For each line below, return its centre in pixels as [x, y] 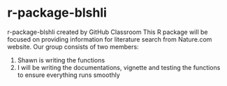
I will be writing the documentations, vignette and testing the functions [119, 67]
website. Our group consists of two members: [73, 46]
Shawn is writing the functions [61, 60]
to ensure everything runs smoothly [68, 75]
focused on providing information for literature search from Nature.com [110, 39]
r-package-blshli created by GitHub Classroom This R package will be [108, 32]
